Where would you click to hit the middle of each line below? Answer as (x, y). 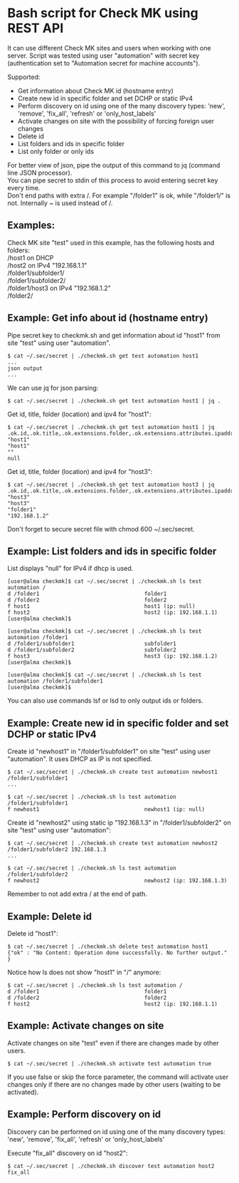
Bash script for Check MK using (103, 13)
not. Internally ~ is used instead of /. (60, 203)
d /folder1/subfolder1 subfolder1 (92, 644)
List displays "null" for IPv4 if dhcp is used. (70, 569)
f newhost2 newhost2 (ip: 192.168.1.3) (117, 881)
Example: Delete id (50, 916)
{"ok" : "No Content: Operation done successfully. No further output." (117, 953)
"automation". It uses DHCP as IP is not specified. (80, 759)
